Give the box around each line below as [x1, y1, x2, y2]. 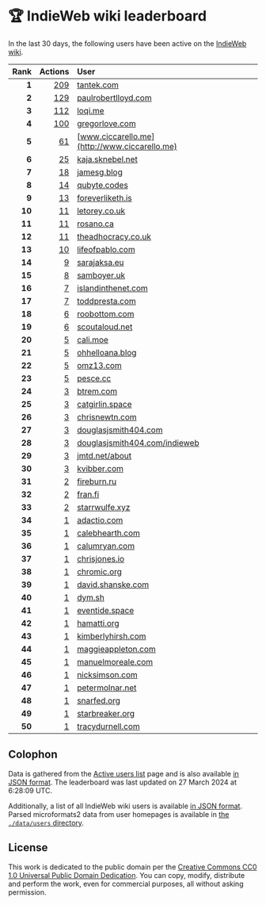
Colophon [8, 748, 58, 761]
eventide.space [76, 604, 135, 615]
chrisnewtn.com [76, 411, 137, 422]
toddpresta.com [76, 295, 136, 306]
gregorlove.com [76, 117, 136, 128]
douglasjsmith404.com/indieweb [76, 437, 199, 448]
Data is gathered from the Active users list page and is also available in [8, 769, 239, 778]
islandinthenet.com [76, 282, 148, 293]
